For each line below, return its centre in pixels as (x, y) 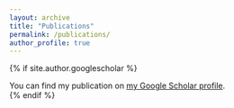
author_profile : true (50, 43)
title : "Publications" (52, 26)
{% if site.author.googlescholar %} (73, 68)
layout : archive (40, 18)
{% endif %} (32, 95)
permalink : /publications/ (60, 34)
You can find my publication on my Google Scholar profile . (117, 85)
